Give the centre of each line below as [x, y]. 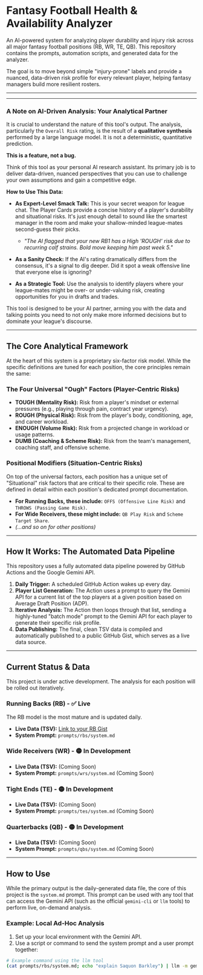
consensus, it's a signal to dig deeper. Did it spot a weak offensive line [102, 266]
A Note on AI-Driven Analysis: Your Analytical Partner [87, 111]
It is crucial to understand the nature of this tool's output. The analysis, [94, 124]
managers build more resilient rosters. [53, 84]
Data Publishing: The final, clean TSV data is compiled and [89, 629]
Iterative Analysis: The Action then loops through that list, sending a [101, 610]
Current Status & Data [48, 667]
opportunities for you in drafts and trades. [67, 297]
